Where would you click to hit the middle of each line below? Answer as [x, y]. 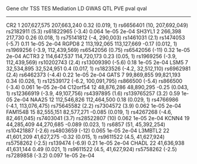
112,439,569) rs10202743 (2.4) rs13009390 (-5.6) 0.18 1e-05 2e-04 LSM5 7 [97, 62]
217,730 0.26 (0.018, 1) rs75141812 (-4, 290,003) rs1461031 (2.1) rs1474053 [96, 38]
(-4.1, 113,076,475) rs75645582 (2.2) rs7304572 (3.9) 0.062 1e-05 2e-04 [94, 106]
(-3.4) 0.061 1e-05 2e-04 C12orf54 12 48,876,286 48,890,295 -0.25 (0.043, [97, 87]
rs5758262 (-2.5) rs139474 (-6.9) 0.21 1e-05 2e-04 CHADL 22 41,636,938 [95, 143]
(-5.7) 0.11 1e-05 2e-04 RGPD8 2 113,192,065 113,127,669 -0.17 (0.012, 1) [92, 44]
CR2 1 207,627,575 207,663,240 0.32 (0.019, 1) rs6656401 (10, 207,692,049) [97, 25]
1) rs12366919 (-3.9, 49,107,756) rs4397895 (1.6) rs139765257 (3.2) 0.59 [93, 93]
